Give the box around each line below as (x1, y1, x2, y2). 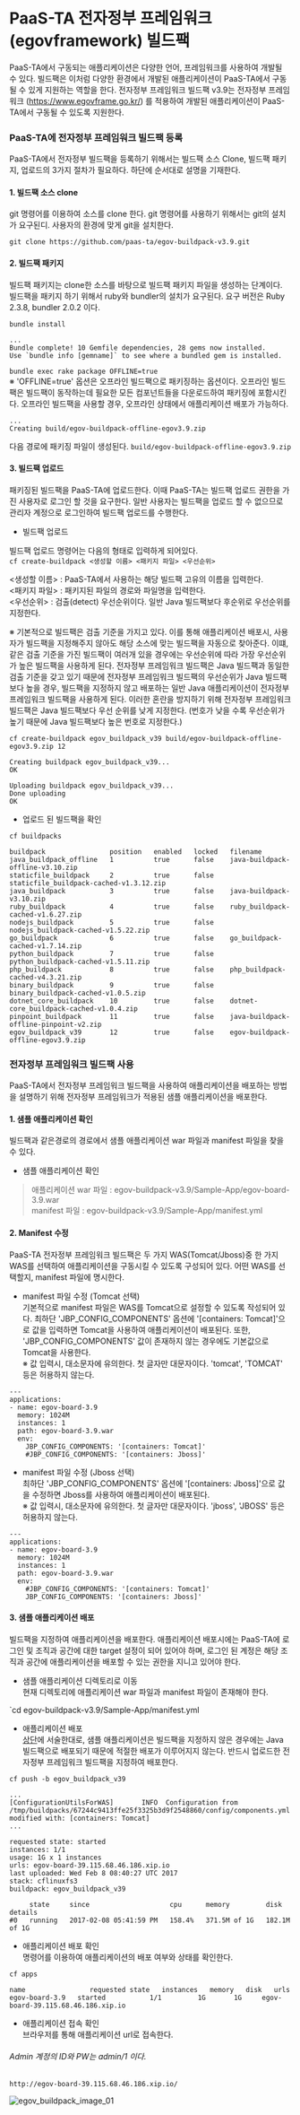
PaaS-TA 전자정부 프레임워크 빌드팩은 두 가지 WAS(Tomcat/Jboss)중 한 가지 (9, 1249, 279, 1260)
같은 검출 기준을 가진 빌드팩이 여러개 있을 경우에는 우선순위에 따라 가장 (9, 648, 255, 659)
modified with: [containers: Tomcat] (9, 1814, 150, 1823)
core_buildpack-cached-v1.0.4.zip (9, 1004, 139, 1014)
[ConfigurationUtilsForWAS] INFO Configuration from (9, 1797, 239, 1807)
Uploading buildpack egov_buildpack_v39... (9, 781, 175, 790)
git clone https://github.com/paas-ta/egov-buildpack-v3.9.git (9, 238, 251, 247)
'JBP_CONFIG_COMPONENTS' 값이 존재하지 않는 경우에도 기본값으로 (21, 1336, 270, 1346)
